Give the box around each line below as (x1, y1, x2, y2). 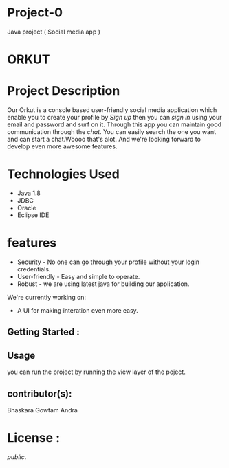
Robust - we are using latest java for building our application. (17, 280, 190, 288)
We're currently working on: (7, 293, 87, 301)
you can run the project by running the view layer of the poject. (7, 368, 186, 376)
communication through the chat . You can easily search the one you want (7, 128, 217, 136)
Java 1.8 (17, 189, 41, 197)
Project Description (7, 83, 120, 99)
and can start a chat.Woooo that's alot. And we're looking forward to (7, 135, 201, 144)
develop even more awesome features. (7, 142, 118, 151)
